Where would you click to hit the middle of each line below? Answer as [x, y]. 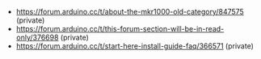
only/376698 [37, 37]
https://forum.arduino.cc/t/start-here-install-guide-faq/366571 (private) [135, 46]
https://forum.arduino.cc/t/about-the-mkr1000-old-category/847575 [130, 12]
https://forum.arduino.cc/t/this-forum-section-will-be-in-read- [120, 29]
